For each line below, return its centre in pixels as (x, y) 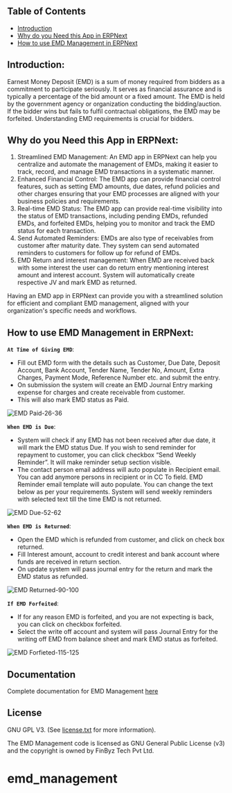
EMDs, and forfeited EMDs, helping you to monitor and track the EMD (116, 223)
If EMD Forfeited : (33, 603)
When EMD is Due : (32, 427)
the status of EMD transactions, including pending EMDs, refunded (113, 216)
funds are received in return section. (69, 562)
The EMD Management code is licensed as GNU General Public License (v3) (116, 743)
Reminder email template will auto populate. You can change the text (115, 484)
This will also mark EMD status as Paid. (73, 400)
